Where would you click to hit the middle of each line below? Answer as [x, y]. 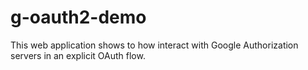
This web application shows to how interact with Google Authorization [154, 45]
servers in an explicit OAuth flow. [78, 55]
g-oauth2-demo [78, 17]
